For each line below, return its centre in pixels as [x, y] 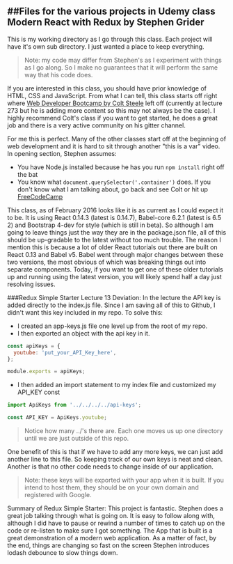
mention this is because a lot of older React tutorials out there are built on [112, 247]
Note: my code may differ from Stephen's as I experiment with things [123, 60]
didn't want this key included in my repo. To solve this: [85, 312]
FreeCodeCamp [40, 196]
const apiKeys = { [34, 346]
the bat [27, 174]
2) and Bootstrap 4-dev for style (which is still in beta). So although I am [111, 225]
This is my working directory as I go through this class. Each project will [110, 39]
